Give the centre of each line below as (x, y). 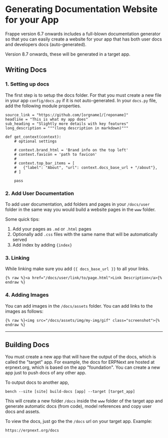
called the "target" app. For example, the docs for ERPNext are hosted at (80, 362)
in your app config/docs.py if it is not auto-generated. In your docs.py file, (81, 100)
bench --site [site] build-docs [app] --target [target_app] (70, 392)
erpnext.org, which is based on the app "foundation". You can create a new (83, 367)
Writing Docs (26, 70)
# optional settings (35, 141)
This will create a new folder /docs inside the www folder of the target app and (84, 401)
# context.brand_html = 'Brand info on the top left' (71, 150)
